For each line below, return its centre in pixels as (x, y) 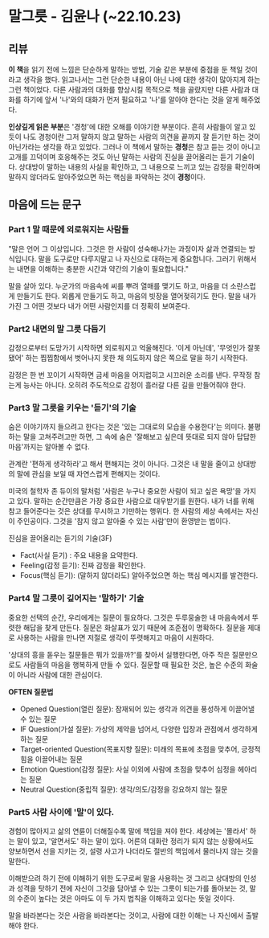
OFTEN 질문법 (31, 691)
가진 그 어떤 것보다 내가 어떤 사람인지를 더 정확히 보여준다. (99, 305)
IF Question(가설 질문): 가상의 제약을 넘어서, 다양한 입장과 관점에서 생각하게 (139, 729)
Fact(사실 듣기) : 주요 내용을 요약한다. (79, 555)
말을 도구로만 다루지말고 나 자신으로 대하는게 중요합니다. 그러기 (137, 259)
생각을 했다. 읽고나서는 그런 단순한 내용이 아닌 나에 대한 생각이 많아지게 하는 (142, 80)
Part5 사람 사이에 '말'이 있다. (61, 812)
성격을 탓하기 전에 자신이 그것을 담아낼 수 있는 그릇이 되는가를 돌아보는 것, (132, 888)
